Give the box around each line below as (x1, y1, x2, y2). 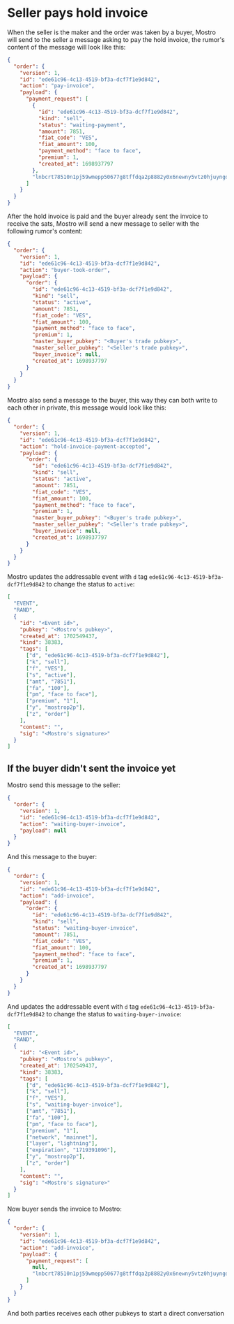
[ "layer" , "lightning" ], (25, 1140, 98, 1147)
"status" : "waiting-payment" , (38, 121, 127, 129)
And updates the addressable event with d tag (7, 1002, 139, 1011)
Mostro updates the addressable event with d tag (7, 573, 148, 581)
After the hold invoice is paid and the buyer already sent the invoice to (7, 212, 209, 221)
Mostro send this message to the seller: (7, 781, 120, 789)
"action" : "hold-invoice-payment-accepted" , (19, 442, 151, 450)
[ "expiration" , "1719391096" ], (25, 1146, 117, 1154)
